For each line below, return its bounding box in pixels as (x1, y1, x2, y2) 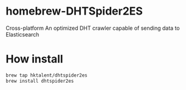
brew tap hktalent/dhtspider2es (5, 72, 88, 78)
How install (5, 52, 63, 66)
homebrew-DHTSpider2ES (5, 4, 143, 18)
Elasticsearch (5, 30, 40, 38)
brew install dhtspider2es (5, 78, 74, 84)
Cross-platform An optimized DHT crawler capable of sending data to (5, 24, 180, 32)
